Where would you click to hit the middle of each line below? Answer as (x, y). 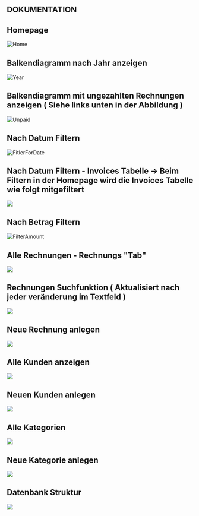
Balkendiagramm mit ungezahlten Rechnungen (96, 96)
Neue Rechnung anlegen (53, 330)
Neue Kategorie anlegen (53, 460)
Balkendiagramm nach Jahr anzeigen (77, 63)
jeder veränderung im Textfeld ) (67, 297)
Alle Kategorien (36, 427)
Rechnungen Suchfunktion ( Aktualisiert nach (93, 288)
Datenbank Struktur (44, 493)
